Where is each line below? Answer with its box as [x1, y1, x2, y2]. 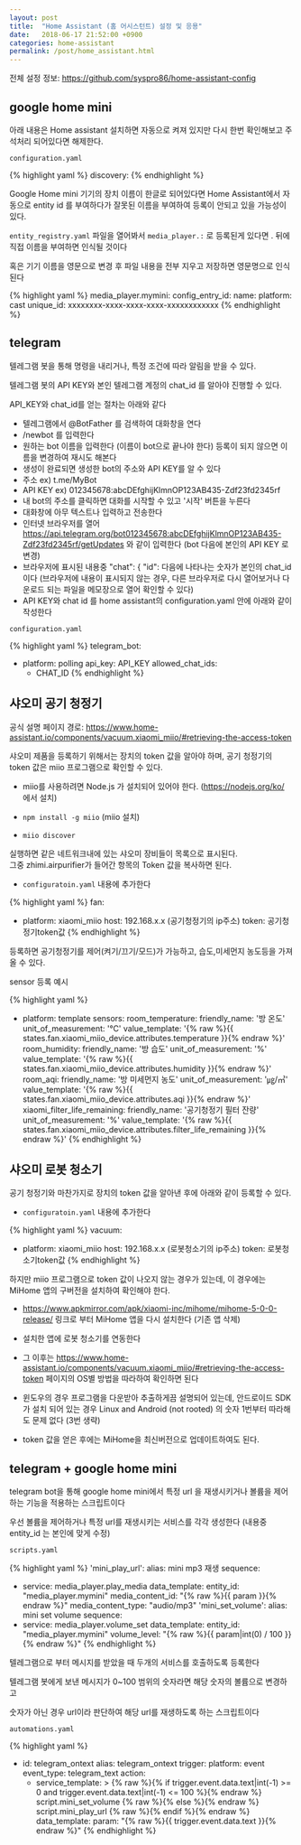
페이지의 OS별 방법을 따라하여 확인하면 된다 [45, 1374, 199, 1384]
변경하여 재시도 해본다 [39, 452, 117, 462]
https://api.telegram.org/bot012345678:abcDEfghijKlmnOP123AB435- [22, 527, 282, 538]
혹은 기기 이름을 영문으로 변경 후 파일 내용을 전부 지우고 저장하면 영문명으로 [9, 260, 274, 271]
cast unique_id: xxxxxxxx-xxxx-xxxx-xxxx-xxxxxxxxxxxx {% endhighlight [9, 299, 281, 310]
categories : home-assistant [9, 38, 115, 48]
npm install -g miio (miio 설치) [22, 811, 141, 822]
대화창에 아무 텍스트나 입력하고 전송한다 [22, 507, 163, 517]
